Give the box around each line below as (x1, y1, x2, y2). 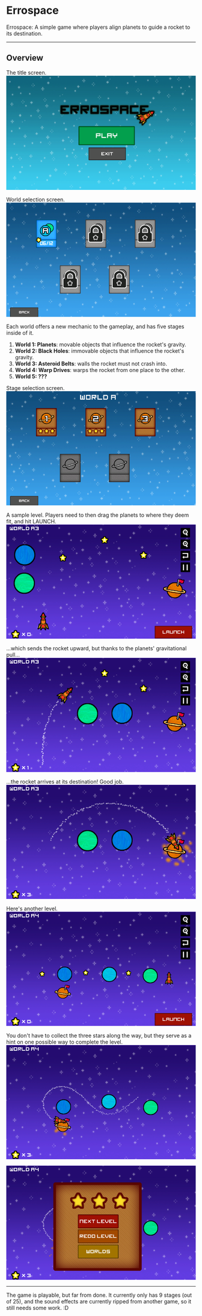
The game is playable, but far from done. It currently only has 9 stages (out (6, 1291, 192, 1299)
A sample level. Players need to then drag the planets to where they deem (6, 511, 189, 519)
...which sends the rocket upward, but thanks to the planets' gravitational (6, 644, 187, 652)
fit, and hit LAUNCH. (6, 517, 57, 525)
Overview (6, 53, 44, 63)
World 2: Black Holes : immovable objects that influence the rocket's (14, 347, 185, 355)
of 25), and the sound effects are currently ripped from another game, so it (6, 1298, 192, 1305)
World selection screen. (6, 196, 65, 203)
